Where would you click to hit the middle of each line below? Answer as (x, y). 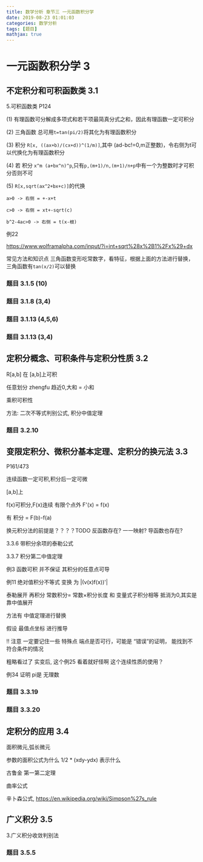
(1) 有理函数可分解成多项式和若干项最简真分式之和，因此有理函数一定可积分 (100, 120)
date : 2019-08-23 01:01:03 (40, 18)
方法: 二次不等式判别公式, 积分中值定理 (55, 412)
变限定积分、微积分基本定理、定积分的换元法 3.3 (97, 452)
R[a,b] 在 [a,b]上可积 (32, 374)
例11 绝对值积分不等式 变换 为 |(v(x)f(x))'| (57, 582)
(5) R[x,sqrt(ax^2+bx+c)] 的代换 (46, 186)
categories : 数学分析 (32, 23)
